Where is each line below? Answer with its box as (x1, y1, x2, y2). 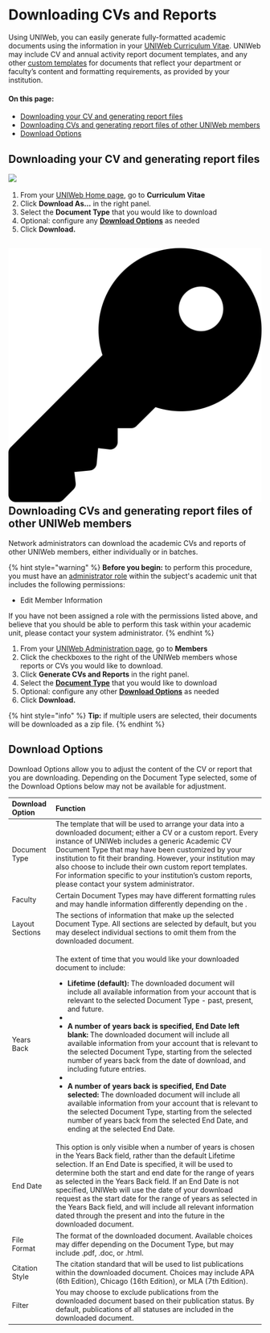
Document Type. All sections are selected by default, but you (55, 919, 257, 928)
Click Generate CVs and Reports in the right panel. (19, 669, 190, 679)
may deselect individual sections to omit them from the (55, 927, 237, 937)
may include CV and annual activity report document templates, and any (8, 49, 247, 59)
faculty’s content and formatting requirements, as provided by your (8, 66, 231, 76)
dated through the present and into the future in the (55, 1211, 225, 1221)
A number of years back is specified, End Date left (67, 1022, 239, 1031)
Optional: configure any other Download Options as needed (19, 686, 219, 696)
